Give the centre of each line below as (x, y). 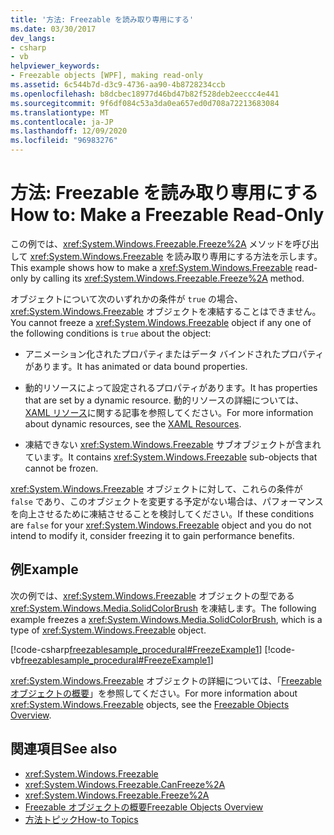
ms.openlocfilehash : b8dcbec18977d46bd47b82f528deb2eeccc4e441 (145, 94)
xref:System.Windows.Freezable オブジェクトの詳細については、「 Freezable (166, 680)
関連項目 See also (64, 749)
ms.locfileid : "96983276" (64, 141)
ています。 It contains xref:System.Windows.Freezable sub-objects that (171, 457)
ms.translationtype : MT (60, 112)
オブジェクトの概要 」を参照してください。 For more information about (154, 693)
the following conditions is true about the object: (111, 333)
